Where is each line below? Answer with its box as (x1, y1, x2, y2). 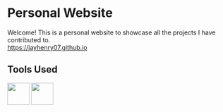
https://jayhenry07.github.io (7, 43, 88, 51)
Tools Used (7, 63, 58, 75)
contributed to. (7, 35, 51, 44)
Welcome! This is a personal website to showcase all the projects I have (7, 28, 217, 37)
